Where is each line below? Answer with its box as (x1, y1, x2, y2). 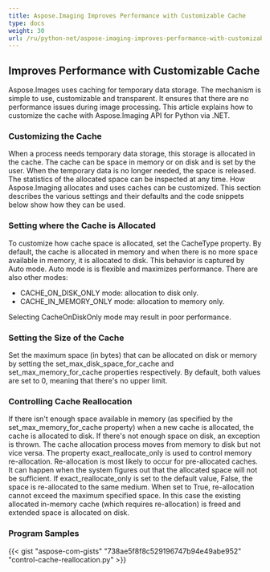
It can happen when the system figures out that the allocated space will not (8, 465, 258, 475)
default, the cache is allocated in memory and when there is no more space (8, 246, 259, 257)
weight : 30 (8, 26, 45, 34)
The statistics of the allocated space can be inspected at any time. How (8, 174, 245, 185)
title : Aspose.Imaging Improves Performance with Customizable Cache (8, 11, 247, 20)
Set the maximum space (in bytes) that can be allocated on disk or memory (8, 350, 257, 359)
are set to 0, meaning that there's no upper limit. (8, 375, 168, 385)
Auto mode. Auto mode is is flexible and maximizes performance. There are (8, 264, 259, 274)
